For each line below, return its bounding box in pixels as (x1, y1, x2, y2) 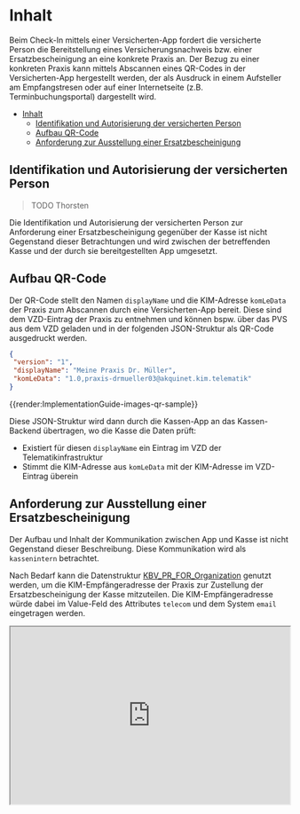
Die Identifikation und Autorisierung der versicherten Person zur (9, 217, 244, 227)
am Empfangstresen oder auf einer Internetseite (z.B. (9, 82, 204, 92)
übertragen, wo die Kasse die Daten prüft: (43, 425, 197, 436)
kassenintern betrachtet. (9, 552, 99, 564)
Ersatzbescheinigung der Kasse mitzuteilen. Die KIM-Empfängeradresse (9, 589, 273, 599)
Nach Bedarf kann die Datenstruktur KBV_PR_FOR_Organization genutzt (9, 570, 272, 581)
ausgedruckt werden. (9, 332, 88, 343)
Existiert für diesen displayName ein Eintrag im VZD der (21, 442, 222, 453)
